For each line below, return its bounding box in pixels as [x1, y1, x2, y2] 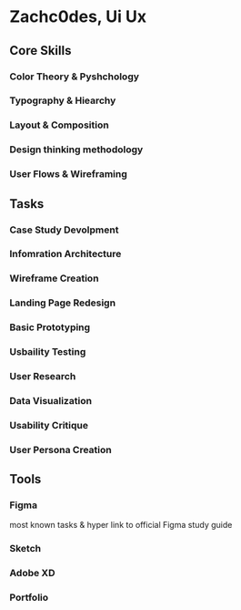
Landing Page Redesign [9, 296, 116, 309]
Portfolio [9, 591, 49, 604]
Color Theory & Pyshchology [9, 70, 139, 83]
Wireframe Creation [9, 272, 99, 284]
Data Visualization [9, 394, 93, 407]
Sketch [9, 543, 42, 555]
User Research [9, 370, 76, 383]
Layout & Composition [9, 119, 109, 131]
